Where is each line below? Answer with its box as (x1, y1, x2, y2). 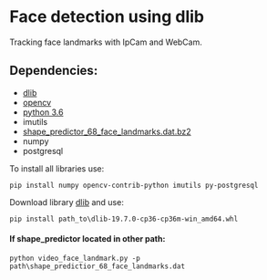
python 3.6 (22, 107, 64, 118)
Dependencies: (9, 63, 98, 78)
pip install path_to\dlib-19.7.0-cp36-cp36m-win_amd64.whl (9, 214, 239, 223)
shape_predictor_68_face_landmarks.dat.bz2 (22, 126, 191, 137)
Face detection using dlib (9, 6, 205, 27)
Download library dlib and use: (9, 196, 125, 207)
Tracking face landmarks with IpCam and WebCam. (9, 36, 202, 47)
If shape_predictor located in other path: (9, 233, 166, 244)
